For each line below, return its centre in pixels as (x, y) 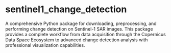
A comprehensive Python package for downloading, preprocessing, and (81, 23)
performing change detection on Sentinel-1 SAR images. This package (79, 29)
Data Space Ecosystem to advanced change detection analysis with (77, 40)
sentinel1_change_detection (66, 9)
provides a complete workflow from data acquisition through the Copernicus (86, 34)
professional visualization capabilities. (45, 45)
